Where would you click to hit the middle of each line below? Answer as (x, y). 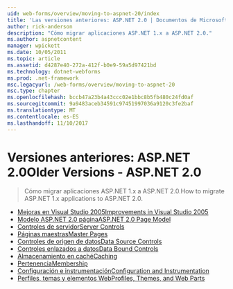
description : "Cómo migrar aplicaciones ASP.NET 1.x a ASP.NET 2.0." (110, 33)
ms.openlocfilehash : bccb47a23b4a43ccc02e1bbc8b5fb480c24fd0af (101, 98)
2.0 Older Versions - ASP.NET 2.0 (104, 172)
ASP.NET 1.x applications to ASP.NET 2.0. (84, 199)
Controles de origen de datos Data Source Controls (89, 242)
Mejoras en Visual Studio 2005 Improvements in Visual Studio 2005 (113, 212)
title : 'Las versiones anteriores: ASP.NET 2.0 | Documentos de (102, 20)
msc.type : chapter (34, 91)
